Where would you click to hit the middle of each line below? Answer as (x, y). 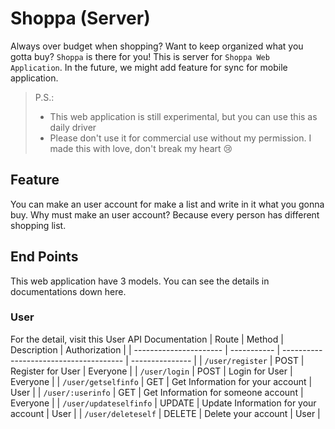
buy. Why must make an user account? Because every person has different (165, 214)
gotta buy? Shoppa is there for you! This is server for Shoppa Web (140, 56)
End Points (44, 257)
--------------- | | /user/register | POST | (217, 360)
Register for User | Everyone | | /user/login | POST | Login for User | (151, 371)
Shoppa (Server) (80, 18)
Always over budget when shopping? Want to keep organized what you (157, 46)
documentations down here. (68, 291)
